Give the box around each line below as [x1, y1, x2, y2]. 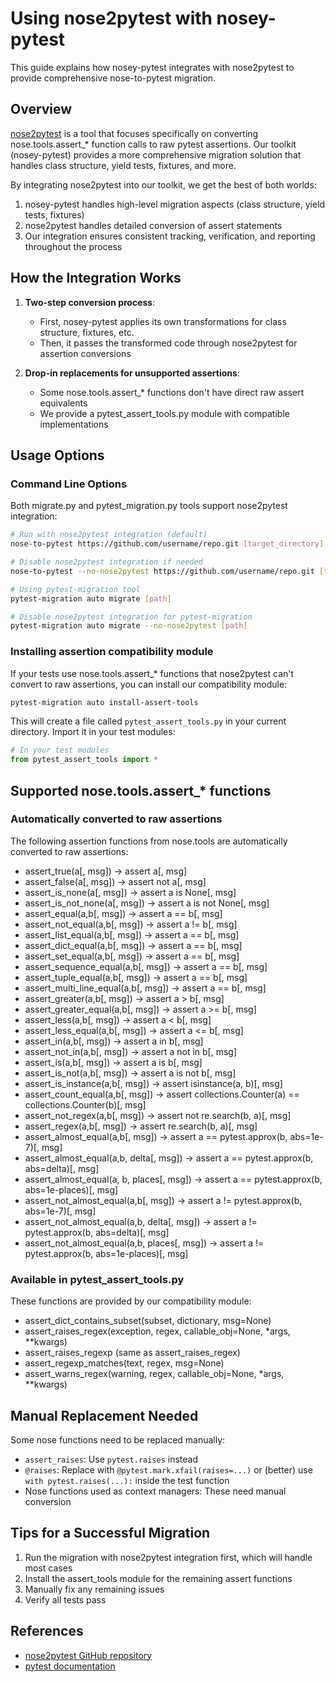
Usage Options [10, 447, 105, 464]
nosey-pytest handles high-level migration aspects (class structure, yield [24, 198, 326, 210]
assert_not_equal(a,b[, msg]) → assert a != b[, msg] [24, 918, 238, 930]
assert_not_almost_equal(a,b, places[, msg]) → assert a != [24, 1237, 265, 1249]
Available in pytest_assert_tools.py [10, 1272, 185, 1286]
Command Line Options [10, 477, 128, 491]
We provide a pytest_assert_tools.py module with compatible [39, 407, 290, 419]
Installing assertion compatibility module [10, 645, 214, 659]
